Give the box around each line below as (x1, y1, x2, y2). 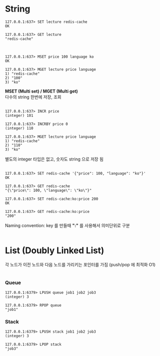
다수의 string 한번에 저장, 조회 (5, 94, 62, 100)
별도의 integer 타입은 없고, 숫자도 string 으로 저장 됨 (5, 156, 104, 162)
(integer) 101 (5, 113, 34, 118)
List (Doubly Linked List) (5, 245, 104, 256)
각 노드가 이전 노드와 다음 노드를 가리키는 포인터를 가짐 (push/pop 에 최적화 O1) (5, 261, 156, 267)
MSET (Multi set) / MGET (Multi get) (5, 88, 78, 94)
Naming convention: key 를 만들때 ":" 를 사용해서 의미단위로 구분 (5, 222, 130, 228)
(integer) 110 (5, 126, 34, 130)
